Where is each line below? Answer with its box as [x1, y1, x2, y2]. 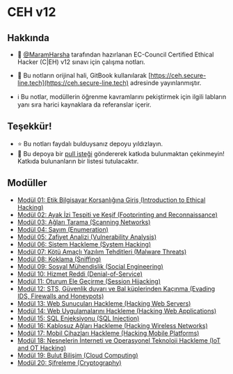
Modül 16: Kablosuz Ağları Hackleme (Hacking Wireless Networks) [17, 321, 209, 329]
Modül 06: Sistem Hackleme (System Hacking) [17, 240, 152, 248]
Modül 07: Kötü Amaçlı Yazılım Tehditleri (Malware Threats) [17, 247, 187, 256]
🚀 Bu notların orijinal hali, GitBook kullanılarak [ [17, 71, 151, 79]
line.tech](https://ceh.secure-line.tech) [17, 79, 129, 87]
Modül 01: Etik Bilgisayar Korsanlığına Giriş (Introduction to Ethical [17, 196, 206, 204]
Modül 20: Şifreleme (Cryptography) [17, 358, 122, 366]
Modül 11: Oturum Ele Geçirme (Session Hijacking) [17, 276, 161, 286]
